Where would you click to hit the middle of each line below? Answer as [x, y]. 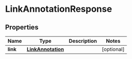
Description [83, 41]
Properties [22, 27]
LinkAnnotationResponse [59, 9]
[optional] [113, 49]
